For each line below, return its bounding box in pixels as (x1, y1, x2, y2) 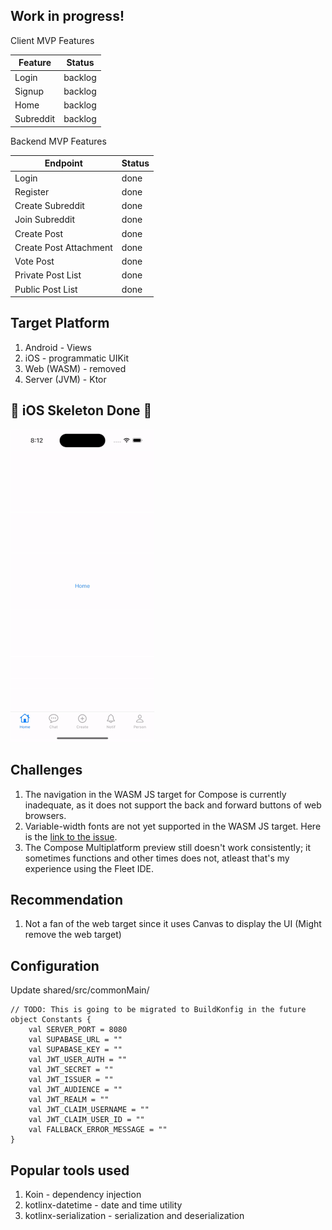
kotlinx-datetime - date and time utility (24, 1199, 183, 1211)
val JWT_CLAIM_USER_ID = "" (28, 1115, 145, 1125)
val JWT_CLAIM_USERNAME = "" (28, 1105, 150, 1115)
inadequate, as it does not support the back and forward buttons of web (24, 799, 322, 811)
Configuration (10, 957, 100, 974)
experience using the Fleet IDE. (24, 862, 154, 874)
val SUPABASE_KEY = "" (28, 1045, 123, 1055)
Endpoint (44, 157, 83, 169)
